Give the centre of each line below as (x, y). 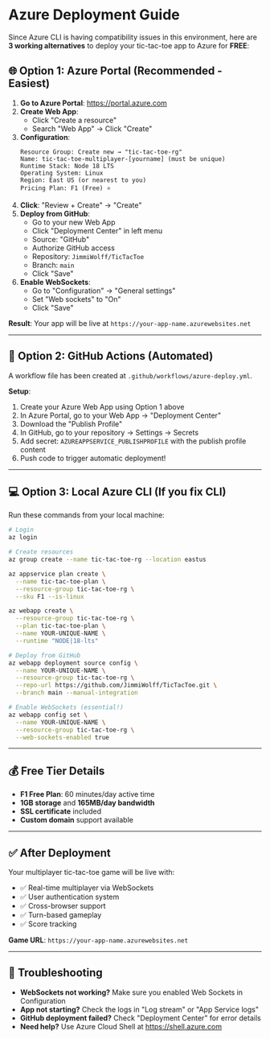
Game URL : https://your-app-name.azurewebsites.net (98, 940)
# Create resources (41, 552)
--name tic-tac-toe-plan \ (61, 581)
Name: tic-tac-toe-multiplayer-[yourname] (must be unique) (123, 159)
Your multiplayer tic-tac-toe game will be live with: (92, 872)
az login (23, 538)
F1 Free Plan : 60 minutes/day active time (87, 794)
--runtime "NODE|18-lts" (57, 641)
